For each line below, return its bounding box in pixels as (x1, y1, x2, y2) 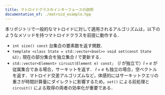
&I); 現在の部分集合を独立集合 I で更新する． (12, 54, 104, 60)
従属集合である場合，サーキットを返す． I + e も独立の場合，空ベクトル (12, 66, 158, 72)
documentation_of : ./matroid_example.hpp (5, 12, 92, 17)
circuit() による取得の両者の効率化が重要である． (12, 85, 116, 91)
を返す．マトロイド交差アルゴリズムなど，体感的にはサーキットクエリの (12, 72, 159, 78)
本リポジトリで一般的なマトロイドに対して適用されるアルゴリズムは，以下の (5, 26, 161, 32)
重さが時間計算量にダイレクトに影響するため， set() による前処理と (12, 78, 150, 84)
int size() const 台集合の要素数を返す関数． (12, 42, 105, 48)
